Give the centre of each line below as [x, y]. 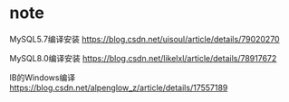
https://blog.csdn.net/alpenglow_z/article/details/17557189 [119, 88]
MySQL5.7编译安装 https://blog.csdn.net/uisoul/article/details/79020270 [144, 39]
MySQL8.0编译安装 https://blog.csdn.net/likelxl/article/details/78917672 [143, 58]
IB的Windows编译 [42, 77]
